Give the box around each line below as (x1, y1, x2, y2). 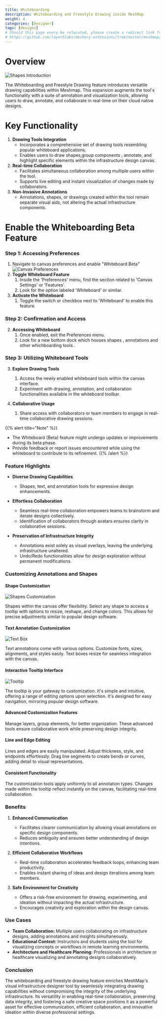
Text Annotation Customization (5, 625, 70, 631)
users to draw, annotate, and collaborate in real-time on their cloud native (5, 97, 154, 104)
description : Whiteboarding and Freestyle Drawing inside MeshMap (5, 12, 144, 17)
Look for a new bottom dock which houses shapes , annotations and (19, 337, 158, 343)
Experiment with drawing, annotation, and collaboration (19, 386, 132, 392)
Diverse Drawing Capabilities (12, 474, 73, 480)
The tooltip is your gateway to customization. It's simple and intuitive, (5, 688, 145, 693)
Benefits (5, 803, 26, 810)
